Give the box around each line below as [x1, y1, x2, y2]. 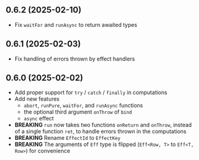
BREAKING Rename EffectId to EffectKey [14, 134, 121, 142]
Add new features [14, 95, 60, 103]
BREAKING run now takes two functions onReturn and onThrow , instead [14, 122, 192, 129]
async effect [23, 115, 54, 122]
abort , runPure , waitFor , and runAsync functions [23, 102, 143, 109]
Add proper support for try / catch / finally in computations [14, 89, 167, 96]
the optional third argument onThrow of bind [23, 108, 132, 115]
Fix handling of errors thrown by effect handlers [14, 55, 136, 62]
